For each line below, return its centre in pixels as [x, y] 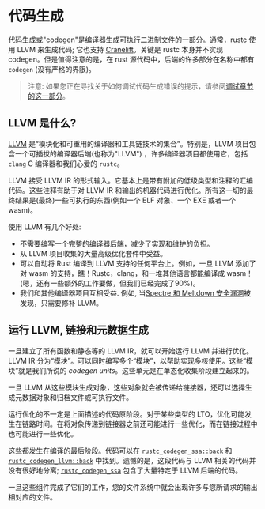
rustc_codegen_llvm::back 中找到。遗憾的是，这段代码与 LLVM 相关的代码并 [132, 460]
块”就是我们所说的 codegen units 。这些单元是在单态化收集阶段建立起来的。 [131, 370]
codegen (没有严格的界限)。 [52, 69]
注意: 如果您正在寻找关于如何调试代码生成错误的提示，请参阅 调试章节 [140, 86]
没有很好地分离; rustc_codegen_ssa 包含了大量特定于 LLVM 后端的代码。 [125, 470]
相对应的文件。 [32, 497]
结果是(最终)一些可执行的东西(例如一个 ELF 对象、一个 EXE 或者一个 [125, 200]
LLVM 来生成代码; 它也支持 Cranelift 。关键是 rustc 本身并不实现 [120, 49]
